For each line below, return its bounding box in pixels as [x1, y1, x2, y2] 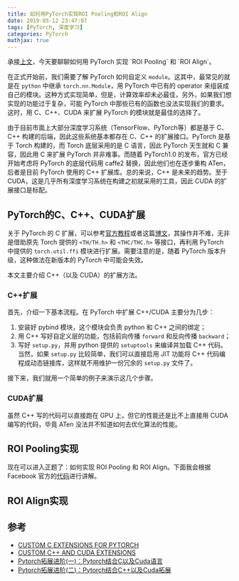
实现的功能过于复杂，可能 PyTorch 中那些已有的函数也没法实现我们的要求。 [7, 99, 228, 108]
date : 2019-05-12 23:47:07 [7, 17, 87, 24]
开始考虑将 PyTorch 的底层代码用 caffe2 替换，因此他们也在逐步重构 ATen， [7, 159, 230, 168]
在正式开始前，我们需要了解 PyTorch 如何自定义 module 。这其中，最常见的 [7, 73, 224, 81]
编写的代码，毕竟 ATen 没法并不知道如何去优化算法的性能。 [7, 420, 181, 428]
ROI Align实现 [7, 495, 69, 507]
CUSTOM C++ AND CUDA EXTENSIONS [17, 548, 137, 557]
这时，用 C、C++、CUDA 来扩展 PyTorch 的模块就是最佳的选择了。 [7, 108, 205, 117]
